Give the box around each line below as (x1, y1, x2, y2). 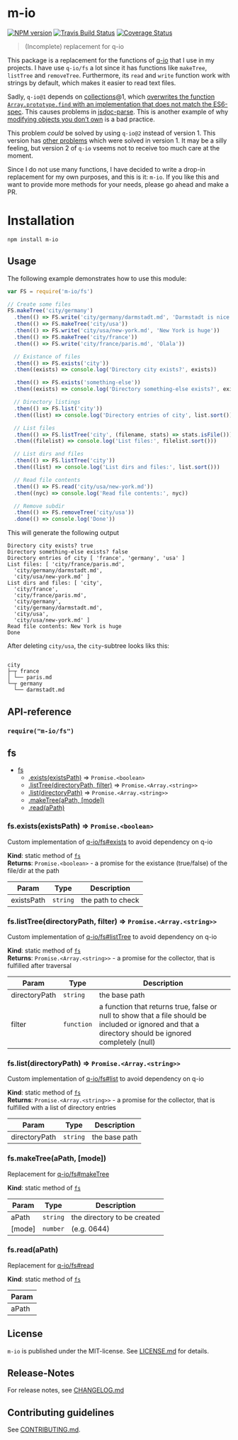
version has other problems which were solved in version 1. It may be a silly (7, 136, 227, 145)
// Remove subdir (13, 502, 65, 510)
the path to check (81, 895, 140, 905)
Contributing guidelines (7, 1407, 115, 1419)
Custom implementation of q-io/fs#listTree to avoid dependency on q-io (7, 932, 217, 941)
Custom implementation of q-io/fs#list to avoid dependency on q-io (7, 1074, 204, 1083)
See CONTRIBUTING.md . (7, 1425, 81, 1434)
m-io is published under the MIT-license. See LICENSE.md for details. (7, 1346, 210, 1355)
